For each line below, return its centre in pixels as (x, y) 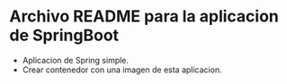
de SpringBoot (64, 35)
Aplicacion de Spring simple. (75, 60)
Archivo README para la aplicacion (144, 17)
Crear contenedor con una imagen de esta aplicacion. (122, 70)
